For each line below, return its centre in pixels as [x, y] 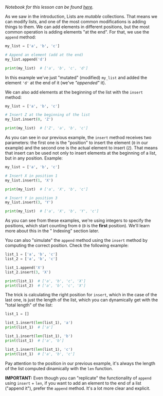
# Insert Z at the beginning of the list [48, 115]
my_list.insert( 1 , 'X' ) [29, 180]
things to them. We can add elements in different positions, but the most [77, 27]
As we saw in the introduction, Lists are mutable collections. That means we [81, 16]
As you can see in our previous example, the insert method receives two [78, 137]
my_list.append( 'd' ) [26, 59]
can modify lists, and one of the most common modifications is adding [75, 22]
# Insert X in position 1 [31, 176]
